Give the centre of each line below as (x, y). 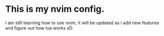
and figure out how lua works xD (39, 28)
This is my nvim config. (55, 9)
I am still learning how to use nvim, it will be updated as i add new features (82, 23)
